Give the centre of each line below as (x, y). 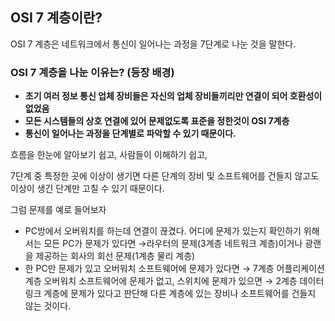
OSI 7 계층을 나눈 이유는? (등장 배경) (92, 72)
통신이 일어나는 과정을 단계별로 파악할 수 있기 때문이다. (130, 134)
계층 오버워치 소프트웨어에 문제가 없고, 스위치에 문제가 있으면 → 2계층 (161, 281)
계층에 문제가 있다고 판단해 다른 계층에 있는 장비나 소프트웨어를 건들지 (180, 294)
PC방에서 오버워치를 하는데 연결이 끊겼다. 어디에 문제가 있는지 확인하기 (163, 231)
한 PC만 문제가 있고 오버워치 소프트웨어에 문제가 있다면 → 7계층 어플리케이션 (174, 269)
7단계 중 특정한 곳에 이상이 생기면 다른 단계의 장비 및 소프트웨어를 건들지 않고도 (165, 176)
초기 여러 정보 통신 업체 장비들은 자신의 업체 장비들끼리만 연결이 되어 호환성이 (173, 96)
